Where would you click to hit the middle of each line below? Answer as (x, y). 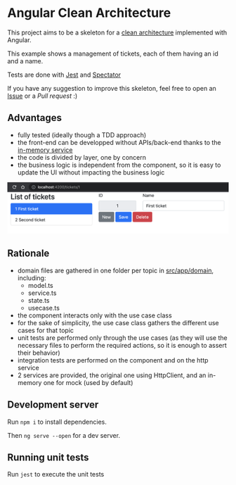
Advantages (34, 118)
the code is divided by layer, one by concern (81, 157)
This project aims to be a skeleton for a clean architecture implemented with (117, 32)
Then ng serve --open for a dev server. (64, 435)
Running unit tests (48, 458)
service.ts (42, 293)
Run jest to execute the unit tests (56, 474)
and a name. (25, 61)
